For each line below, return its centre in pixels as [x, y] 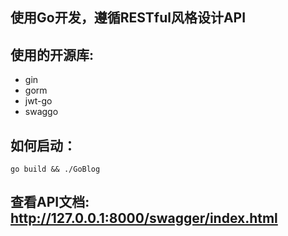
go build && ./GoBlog [55, 169]
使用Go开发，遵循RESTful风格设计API [128, 18]
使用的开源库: [52, 54]
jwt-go [38, 101]
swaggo [41, 112]
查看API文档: [50, 202]
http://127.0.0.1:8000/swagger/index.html [144, 218]
